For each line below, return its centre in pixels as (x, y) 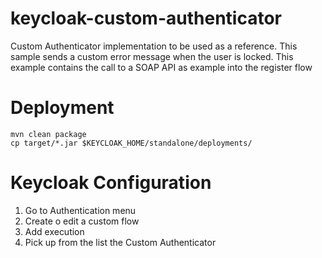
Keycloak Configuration (111, 183)
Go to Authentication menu (80, 210)
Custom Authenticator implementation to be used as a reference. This (154, 46)
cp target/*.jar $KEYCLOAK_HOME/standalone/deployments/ (131, 143)
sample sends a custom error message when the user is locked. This (152, 56)
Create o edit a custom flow (82, 221)
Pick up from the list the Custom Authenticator (120, 242)
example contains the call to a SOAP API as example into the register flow (161, 67)
